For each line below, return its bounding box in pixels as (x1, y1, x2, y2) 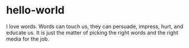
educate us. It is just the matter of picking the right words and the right (6, 29, 179, 36)
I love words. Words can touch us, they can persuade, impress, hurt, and (6, 23, 184, 30)
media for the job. (6, 35, 49, 42)
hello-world (6, 4, 65, 17)
